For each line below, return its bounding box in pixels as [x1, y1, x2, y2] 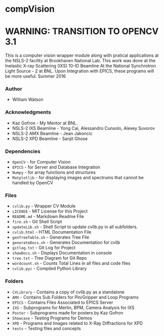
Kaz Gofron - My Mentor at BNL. [12, 120, 78, 126]
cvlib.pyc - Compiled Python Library [12, 265, 87, 271]
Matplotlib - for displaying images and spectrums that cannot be [12, 175, 144, 181]
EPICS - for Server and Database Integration [12, 164, 100, 170]
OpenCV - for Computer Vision [12, 159, 71, 165]
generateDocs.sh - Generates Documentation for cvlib [12, 240, 120, 245]
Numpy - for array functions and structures [12, 169, 96, 175]
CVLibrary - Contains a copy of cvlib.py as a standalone [12, 289, 125, 295]
